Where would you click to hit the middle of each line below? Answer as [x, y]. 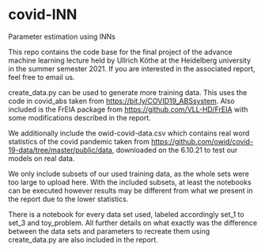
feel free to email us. [42, 77]
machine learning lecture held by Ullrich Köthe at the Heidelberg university [130, 60]
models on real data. [42, 158]
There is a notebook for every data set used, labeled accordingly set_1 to [126, 214]
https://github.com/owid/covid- [203, 141]
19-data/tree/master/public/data [60, 150]
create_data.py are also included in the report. [83, 239]
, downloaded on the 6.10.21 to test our [175, 150]
